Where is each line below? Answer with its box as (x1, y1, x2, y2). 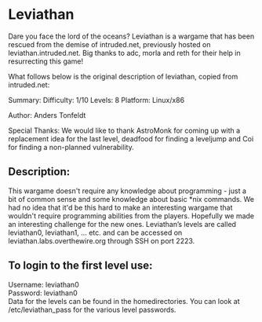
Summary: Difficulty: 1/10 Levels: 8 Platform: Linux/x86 (8, 95, 185, 104)
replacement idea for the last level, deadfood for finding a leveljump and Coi (8, 134, 254, 143)
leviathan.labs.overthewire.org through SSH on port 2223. (8, 236, 195, 245)
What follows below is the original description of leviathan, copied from (8, 71, 238, 81)
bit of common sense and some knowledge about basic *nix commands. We (8, 194, 255, 203)
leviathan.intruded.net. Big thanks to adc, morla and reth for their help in (8, 48, 241, 57)
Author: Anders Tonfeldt (8, 110, 86, 119)
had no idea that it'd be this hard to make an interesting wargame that (8, 203, 233, 212)
